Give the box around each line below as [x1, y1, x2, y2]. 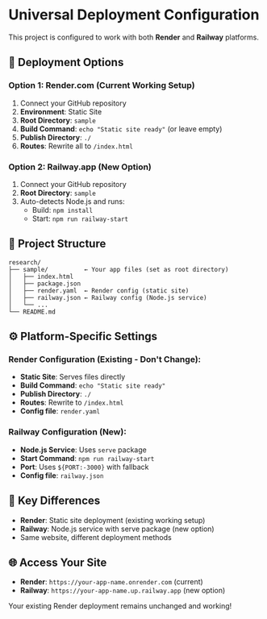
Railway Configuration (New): [8, 426, 127, 438]
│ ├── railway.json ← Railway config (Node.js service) [8, 293, 207, 301]
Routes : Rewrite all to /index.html [19, 141, 133, 151]
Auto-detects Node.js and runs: [19, 196, 125, 206]
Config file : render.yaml [19, 406, 101, 416]
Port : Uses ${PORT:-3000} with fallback [19, 462, 149, 472]
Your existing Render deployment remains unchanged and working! [8, 601, 232, 611]
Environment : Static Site [19, 106, 102, 116]
